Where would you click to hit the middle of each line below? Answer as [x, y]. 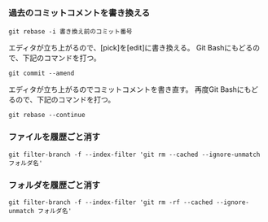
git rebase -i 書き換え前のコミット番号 [70, 32]
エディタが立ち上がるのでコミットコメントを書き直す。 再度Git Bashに [126, 89]
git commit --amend [42, 74]
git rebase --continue [47, 115]
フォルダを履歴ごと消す [54, 185]
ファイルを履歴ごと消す [54, 137]
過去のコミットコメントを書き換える [79, 12]
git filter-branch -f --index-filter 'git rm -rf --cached [111, 202]
